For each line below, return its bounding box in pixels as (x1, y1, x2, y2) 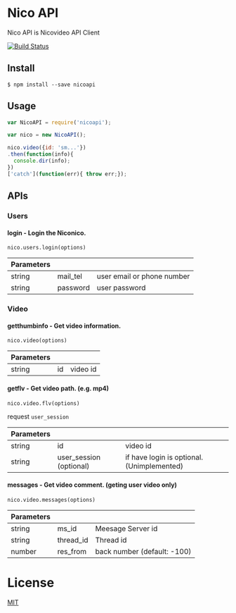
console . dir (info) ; (13, 157, 71, 165)
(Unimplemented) (125, 461, 184, 471)
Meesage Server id (95, 524, 158, 533)
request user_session (7, 412, 70, 421)
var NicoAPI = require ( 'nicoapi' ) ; (7, 118, 112, 126)
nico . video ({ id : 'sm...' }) (7, 144, 86, 151)
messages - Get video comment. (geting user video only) (7, 481, 178, 489)
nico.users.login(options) (7, 244, 86, 252)
